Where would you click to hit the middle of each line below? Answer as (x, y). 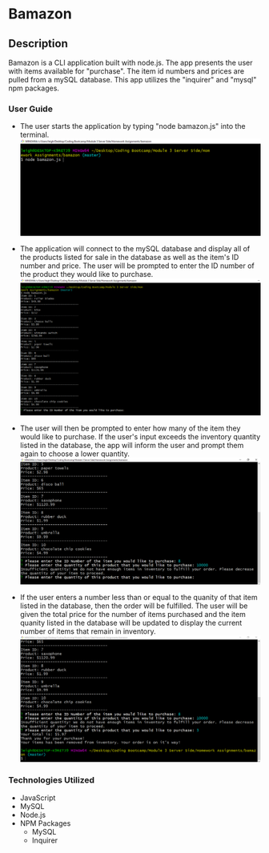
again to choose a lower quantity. (75, 454)
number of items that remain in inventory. (88, 631)
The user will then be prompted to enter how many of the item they (130, 428)
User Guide (31, 109)
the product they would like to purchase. (86, 274)
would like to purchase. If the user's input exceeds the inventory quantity (140, 436)
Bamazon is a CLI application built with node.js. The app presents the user (130, 62)
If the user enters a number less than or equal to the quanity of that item (139, 597)
